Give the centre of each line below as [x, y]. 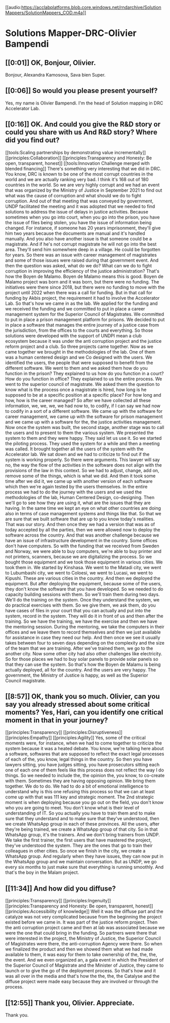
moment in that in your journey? [57, 720]
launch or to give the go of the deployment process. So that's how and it [80, 971]
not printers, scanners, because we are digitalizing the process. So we [79, 556]
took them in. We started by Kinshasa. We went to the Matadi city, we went [83, 567]
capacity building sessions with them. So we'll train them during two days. [82, 594]
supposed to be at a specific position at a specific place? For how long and [83, 395]
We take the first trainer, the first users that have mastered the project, [78, 840]
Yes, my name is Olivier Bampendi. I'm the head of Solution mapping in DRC [84, 103]
